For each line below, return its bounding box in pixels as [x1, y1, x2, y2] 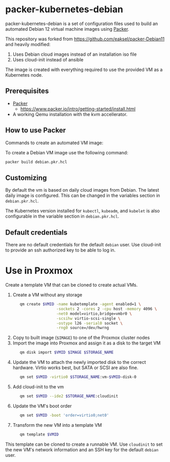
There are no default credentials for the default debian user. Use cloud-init [5, 242, 161, 248]
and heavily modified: [5, 41, 51, 47]
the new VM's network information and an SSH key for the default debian [5, 446, 159, 453]
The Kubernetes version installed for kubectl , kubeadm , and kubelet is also [5, 208, 160, 214]
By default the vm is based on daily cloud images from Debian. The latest [5, 187, 159, 193]
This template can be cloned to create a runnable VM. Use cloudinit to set [5, 441, 163, 447]
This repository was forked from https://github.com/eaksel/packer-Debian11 [5, 36, 165, 42]
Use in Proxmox [5, 265, 73, 276]
